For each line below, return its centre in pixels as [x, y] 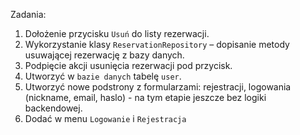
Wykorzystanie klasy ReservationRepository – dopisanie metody [157, 44]
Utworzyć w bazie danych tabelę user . [103, 76]
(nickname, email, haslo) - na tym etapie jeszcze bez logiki [145, 97]
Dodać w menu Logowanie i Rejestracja [105, 118]
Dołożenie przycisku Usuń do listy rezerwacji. [117, 33]
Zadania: [28, 14]
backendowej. [53, 108]
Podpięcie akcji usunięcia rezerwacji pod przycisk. [128, 65]
